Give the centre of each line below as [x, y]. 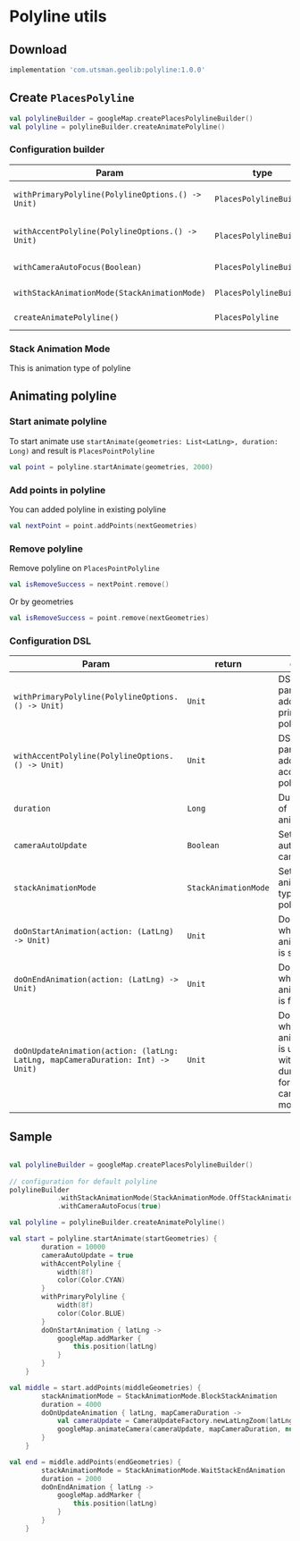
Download [38, 50]
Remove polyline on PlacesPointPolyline [85, 568]
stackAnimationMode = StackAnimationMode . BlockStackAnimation [159, 1396]
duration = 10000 [73, 1247]
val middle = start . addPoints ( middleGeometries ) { [105, 1387]
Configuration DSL [50, 641]
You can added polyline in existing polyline [88, 509]
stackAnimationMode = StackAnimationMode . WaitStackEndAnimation [163, 1470]
